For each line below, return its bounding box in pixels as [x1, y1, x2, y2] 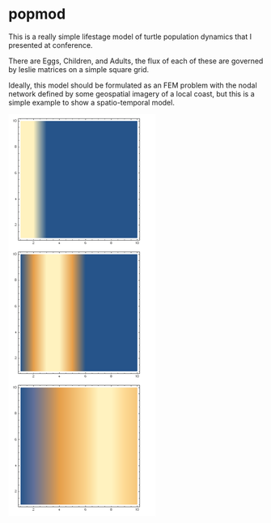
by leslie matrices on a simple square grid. [8, 64, 150, 74]
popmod [8, 5, 66, 24]
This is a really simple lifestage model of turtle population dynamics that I [8, 32, 252, 41]
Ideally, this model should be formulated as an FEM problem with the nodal [8, 80, 257, 90]
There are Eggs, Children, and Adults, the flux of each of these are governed [8, 56, 264, 66]
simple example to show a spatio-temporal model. [8, 97, 176, 107]
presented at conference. [8, 40, 93, 49]
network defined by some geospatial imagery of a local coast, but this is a [8, 88, 255, 98]
